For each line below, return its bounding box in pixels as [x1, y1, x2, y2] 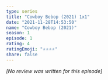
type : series [6, 8, 38, 14]
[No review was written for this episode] [6, 67, 103, 74]
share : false [6, 52, 38, 57]
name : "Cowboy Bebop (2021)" [6, 24, 77, 31]
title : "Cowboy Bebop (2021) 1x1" [6, 14, 90, 20]
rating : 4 [6, 41, 30, 47]
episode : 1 [6, 35, 33, 41]
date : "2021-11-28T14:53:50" [6, 19, 77, 25]
